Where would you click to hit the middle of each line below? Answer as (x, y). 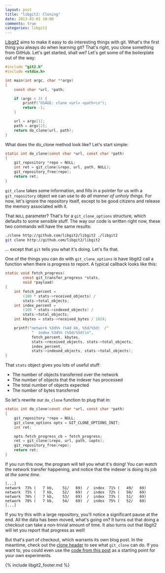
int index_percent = (35, 305)
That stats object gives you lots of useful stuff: (53, 365)
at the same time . (23, 474)
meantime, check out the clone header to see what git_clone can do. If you (82, 545)
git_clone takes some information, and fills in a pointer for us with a (74, 190)
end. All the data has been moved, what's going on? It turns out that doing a (82, 520)
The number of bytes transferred (46, 390)
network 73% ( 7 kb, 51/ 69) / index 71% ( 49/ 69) (76, 488)
